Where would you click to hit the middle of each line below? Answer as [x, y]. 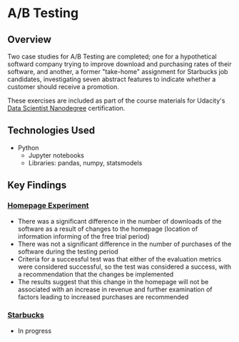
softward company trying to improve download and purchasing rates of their [119, 64]
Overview [30, 40]
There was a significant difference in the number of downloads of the [119, 221]
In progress [35, 331]
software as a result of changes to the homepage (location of [108, 229]
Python [28, 147]
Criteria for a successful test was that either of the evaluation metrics [119, 259]
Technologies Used [51, 131]
